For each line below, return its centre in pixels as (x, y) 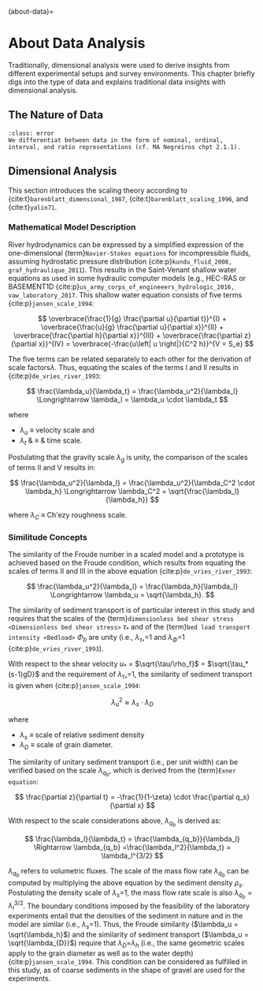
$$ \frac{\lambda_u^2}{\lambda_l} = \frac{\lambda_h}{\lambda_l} (132, 586)
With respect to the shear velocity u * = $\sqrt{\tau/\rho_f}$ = (107, 665)
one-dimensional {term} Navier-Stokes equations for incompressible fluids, (130, 252)
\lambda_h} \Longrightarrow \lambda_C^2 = (96, 492)
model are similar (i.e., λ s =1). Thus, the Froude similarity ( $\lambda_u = (123, 925)
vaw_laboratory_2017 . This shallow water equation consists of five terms (125, 294)
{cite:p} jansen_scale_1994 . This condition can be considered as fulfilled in (128, 961)
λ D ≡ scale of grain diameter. (66, 746)
